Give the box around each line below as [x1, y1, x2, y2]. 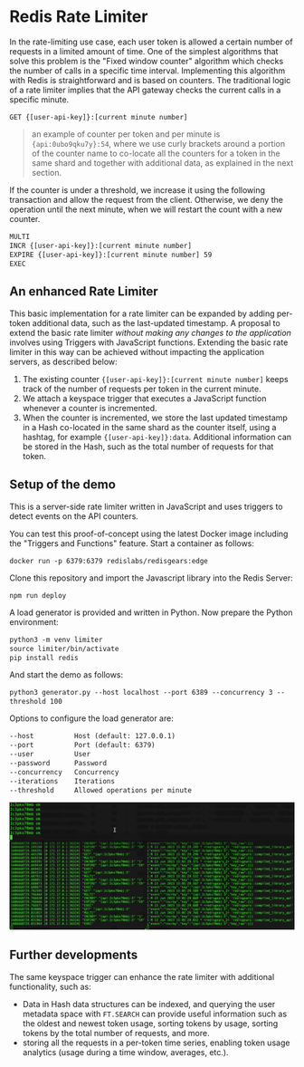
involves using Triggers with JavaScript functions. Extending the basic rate [9, 337, 289, 348]
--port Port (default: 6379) [9, 740, 156, 749]
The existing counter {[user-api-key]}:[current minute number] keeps [22, 373, 289, 384]
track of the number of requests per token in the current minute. [22, 383, 261, 394]
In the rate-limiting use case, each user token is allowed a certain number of [9, 36, 293, 47]
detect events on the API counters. [9, 510, 138, 522]
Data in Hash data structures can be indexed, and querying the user [22, 998, 276, 1009]
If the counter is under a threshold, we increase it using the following [9, 184, 265, 196]
